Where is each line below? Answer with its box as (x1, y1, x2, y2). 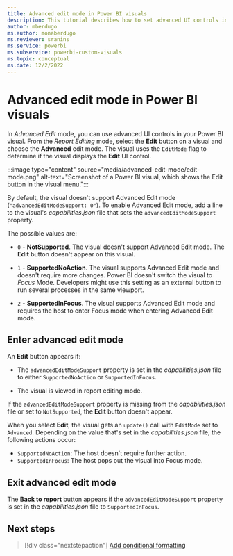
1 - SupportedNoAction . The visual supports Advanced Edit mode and (17, 263, 220, 272)
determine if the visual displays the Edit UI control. (7, 152, 151, 160)
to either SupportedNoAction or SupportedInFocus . (17, 373, 157, 382)
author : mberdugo (7, 23, 58, 30)
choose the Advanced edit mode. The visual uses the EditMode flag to (7, 144, 207, 153)
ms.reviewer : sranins (7, 36, 70, 43)
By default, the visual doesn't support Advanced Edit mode (7, 193, 175, 202)
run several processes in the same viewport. (17, 286, 144, 294)
